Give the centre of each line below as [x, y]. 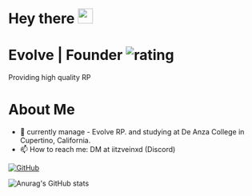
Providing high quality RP [50, 78]
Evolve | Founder [66, 55]
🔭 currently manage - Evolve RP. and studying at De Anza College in [132, 132]
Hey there [42, 19]
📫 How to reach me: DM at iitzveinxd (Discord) [98, 150]
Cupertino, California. [55, 141]
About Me [42, 110]
